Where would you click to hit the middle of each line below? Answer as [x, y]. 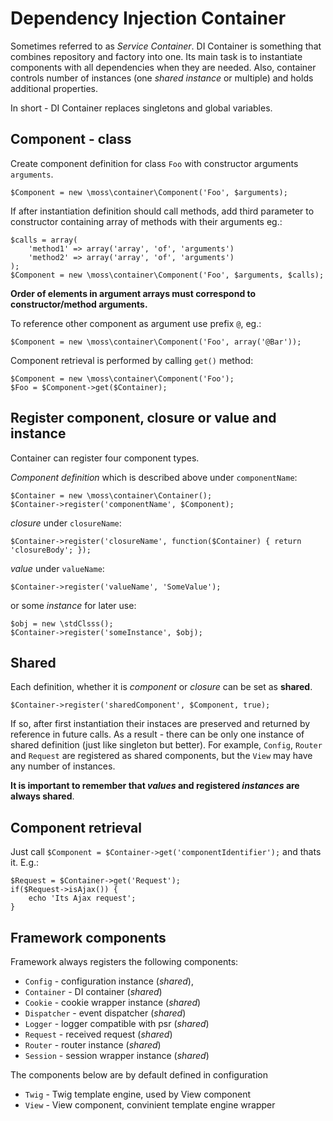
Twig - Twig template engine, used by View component [138, 1094]
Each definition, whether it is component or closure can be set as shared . [161, 687]
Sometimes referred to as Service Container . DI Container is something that [166, 46]
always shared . [42, 796]
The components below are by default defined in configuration [139, 1075]
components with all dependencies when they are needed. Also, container [163, 67]
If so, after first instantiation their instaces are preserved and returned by [160, 724]
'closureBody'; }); [51, 550]
